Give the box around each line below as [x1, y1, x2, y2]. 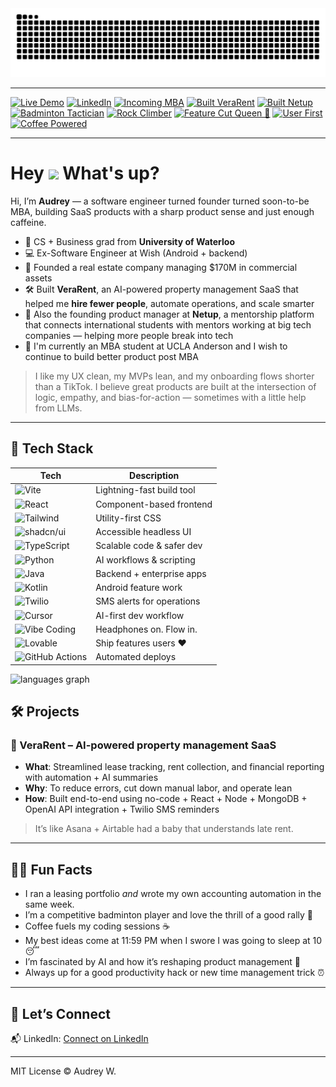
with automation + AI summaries [24, 772, 159, 784]
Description [129, 470, 180, 481]
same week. [24, 898, 75, 911]
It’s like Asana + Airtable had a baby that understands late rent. [34, 823, 294, 835]
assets [24, 272, 53, 284]
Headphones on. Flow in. [95, 623, 198, 635]
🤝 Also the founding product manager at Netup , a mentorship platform [24, 308, 315, 320]
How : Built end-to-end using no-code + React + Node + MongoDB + [24, 793, 308, 805]
